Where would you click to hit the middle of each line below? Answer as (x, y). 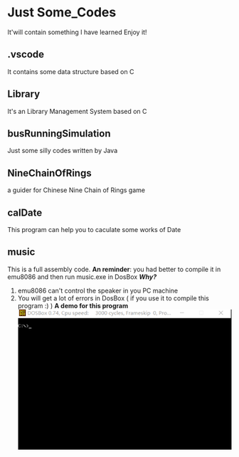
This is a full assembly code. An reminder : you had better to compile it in (114, 269)
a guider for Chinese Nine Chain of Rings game (76, 190)
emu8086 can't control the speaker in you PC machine (98, 290)
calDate (25, 212)
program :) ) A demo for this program (73, 305)
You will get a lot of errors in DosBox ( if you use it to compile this (113, 298)
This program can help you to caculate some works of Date (94, 230)
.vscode (26, 54)
